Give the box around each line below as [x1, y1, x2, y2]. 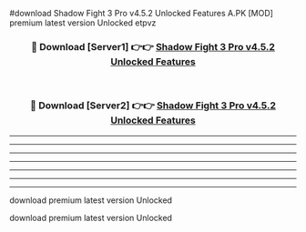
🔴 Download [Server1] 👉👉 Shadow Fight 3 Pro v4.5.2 [30, 40, 276, 53]
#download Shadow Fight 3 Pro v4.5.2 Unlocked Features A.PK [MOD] [9, 8, 273, 18]
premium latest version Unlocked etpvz [9, 17, 157, 28]
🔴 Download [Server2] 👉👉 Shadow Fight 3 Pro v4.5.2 [30, 99, 276, 112]
